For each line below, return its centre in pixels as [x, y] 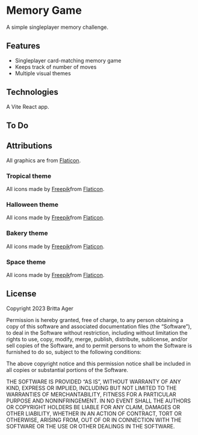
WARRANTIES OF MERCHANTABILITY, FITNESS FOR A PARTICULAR [91, 394]
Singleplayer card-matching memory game [68, 60]
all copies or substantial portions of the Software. [67, 370]
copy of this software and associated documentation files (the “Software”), [99, 326]
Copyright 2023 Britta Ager [40, 308]
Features [23, 46]
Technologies [32, 92]
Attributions [29, 146]
